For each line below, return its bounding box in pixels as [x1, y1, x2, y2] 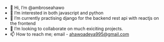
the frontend [9, 20, 36, 26]
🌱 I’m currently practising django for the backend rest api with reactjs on [9, 15, 159, 21]
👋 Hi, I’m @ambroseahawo [9, 5, 64, 10]
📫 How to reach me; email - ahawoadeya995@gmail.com [9, 31, 129, 37]
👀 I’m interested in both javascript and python [9, 10, 104, 16]
